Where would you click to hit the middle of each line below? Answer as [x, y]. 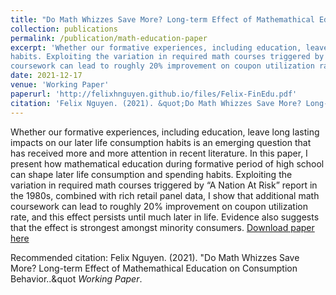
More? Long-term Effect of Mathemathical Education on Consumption [154, 268]
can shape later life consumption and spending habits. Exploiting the [151, 174]
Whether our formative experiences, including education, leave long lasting [165, 132]
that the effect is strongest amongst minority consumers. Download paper [162, 227]
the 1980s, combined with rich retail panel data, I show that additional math [165, 195]
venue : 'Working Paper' [60, 85]
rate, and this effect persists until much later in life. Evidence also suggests [165, 217]
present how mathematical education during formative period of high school [167, 163]
